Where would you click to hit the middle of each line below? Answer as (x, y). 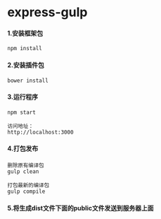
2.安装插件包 (26, 65)
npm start (22, 112)
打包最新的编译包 (28, 185)
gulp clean (23, 172)
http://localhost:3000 (40, 132)
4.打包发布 (23, 148)
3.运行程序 (23, 97)
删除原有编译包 (26, 165)
